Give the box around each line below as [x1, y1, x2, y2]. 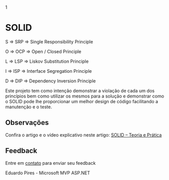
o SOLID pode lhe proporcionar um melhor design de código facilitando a [5, 98, 158, 104]
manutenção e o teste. [5, 104, 52, 110]
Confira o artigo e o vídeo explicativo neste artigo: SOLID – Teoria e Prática [5, 131, 162, 138]
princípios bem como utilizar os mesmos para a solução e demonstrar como [5, 93, 164, 99]
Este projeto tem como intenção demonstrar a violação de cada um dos [5, 87, 155, 94]
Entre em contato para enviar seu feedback [5, 160, 96, 166]
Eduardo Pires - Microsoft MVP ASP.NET [5, 169, 90, 176]
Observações [5, 118, 49, 127]
